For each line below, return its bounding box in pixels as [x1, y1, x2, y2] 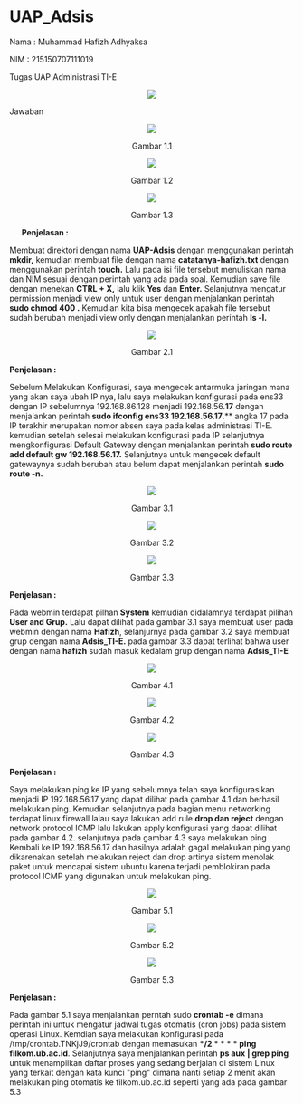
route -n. [9, 468, 43, 479]
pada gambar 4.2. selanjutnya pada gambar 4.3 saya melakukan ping [9, 831, 267, 843]
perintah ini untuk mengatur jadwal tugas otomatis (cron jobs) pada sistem [9, 1019, 287, 1030]
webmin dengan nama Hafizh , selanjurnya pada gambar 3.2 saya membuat [9, 626, 290, 637]
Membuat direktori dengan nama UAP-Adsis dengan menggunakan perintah [9, 245, 294, 255]
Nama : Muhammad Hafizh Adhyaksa [9, 36, 148, 47]
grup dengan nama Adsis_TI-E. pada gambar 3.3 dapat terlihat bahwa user [9, 636, 289, 647]
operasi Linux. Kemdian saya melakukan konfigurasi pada [9, 1028, 224, 1039]
